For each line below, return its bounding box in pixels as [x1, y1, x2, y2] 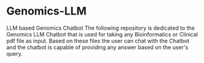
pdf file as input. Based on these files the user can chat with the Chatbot [6, 37, 190, 44]
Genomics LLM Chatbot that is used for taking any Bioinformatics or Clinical [6, 30, 198, 38]
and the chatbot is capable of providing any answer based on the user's [6, 44, 189, 51]
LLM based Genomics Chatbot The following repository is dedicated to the [6, 24, 195, 31]
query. [6, 50, 23, 57]
